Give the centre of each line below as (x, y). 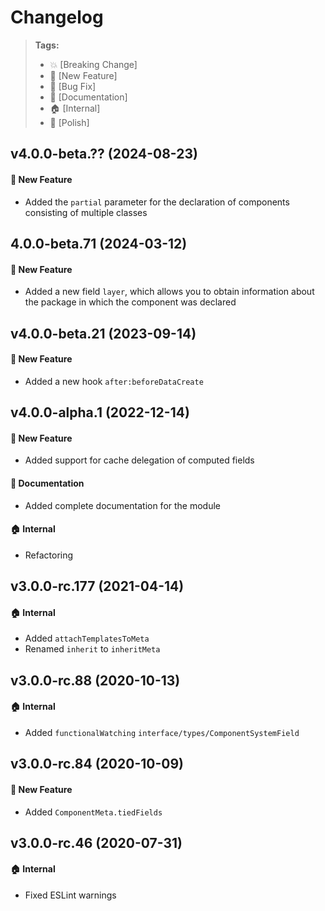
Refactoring (49, 555)
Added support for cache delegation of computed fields (139, 460)
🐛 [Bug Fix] (73, 86)
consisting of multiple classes (86, 212)
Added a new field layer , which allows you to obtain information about (169, 292)
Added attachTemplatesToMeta (87, 638)
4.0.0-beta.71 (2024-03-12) (99, 243)
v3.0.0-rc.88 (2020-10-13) (95, 680)
